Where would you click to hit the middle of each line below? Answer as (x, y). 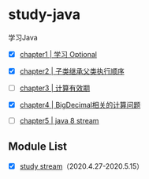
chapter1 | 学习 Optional (58, 54)
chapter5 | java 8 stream (59, 121)
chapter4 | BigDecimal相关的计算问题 (80, 105)
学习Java (23, 37)
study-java (45, 15)
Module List (37, 146)
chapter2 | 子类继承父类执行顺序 (72, 71)
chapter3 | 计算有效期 (55, 88)
